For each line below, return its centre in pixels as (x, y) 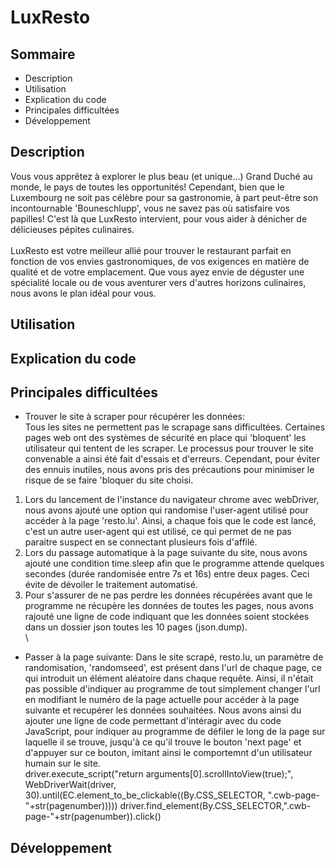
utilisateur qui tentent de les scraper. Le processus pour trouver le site (169, 448)
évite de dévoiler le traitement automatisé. (111, 585)
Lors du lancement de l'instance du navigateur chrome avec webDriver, (172, 500)
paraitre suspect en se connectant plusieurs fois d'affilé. (141, 542)
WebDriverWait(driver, (70, 785)
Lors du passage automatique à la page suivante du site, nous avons (166, 553)
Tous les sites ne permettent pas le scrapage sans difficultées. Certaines (175, 427)
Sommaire (43, 54)
